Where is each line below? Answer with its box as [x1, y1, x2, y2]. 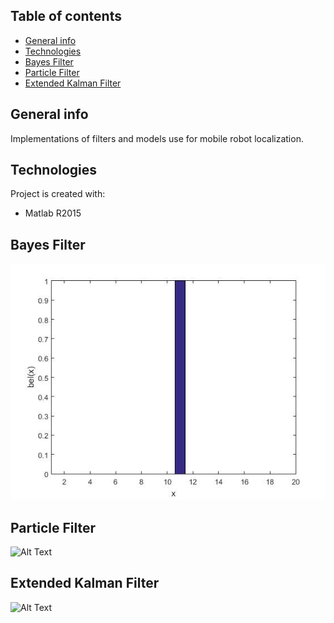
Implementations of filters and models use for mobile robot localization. [10, 132, 304, 144]
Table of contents [10, 8, 122, 25]
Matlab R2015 [24, 207, 82, 219]
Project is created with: [10, 188, 106, 200]
